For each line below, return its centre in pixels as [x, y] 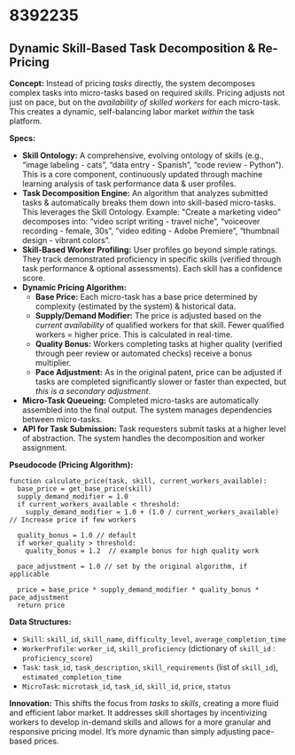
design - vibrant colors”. [66, 240]
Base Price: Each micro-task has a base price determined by [147, 297]
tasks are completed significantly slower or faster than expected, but [160, 381]
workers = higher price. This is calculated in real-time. [134, 334]
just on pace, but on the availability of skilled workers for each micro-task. [145, 102]
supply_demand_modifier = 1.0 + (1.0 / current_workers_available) [152, 512]
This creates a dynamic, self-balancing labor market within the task [132, 111]
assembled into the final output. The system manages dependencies [147, 410]
